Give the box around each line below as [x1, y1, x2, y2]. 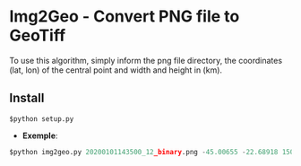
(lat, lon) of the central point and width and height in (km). [9, 65, 222, 75]
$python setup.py [9, 114, 74, 123]
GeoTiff [9, 25, 66, 46]
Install [9, 91, 45, 106]
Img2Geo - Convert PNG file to [9, 6, 240, 27]
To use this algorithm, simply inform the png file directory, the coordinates [9, 55, 283, 66]
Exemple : [21, 130, 58, 141]
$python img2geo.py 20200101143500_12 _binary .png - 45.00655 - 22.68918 [9, 147, 279, 156]
